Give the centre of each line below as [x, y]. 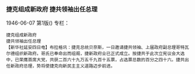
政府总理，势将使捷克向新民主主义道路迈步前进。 [65, 66]
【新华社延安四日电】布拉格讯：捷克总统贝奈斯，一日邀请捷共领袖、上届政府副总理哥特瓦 [97, 48]
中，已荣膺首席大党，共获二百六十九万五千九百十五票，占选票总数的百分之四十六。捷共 [95, 60]
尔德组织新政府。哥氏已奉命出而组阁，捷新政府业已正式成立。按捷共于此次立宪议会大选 [95, 54]
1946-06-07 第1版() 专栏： [38, 23]
